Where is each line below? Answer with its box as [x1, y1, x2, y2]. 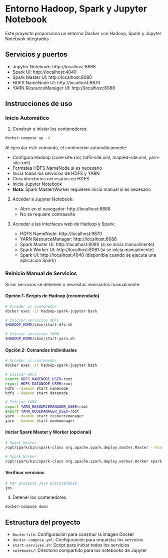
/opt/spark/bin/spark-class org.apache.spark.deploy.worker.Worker [5, 459, 149, 464]
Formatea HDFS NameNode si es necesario [12, 165, 102, 171]
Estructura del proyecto [5, 518, 81, 526]
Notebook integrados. [5, 36, 50, 42]
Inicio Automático [5, 115, 49, 122]
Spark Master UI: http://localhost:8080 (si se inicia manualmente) [19, 242, 154, 248]
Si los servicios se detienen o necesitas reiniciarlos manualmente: [5, 281, 141, 287]
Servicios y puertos [5, 50, 67, 59]
